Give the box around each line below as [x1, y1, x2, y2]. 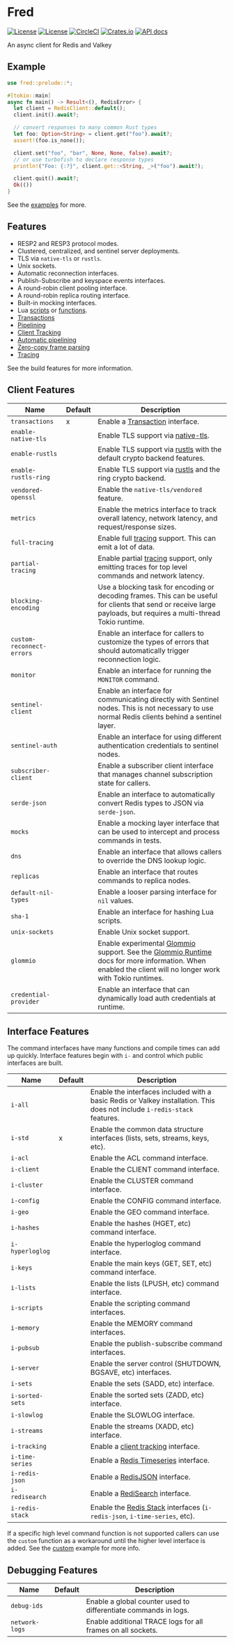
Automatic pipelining [17, 335, 77, 344]
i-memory [10, 1324, 40, 1332]
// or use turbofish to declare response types [13, 156, 155, 163]
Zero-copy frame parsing [17, 343, 91, 351]
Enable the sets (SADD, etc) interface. [90, 1379, 214, 1389]
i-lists [10, 1284, 36, 1292]
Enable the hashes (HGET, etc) [90, 1219, 192, 1229]
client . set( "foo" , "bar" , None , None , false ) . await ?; [13, 149, 173, 157]
